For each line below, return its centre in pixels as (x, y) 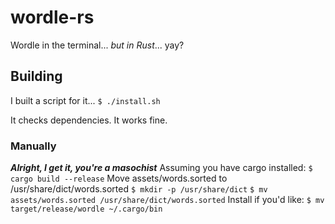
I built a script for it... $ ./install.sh (85, 100)
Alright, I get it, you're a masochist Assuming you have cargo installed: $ (161, 168)
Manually (33, 146)
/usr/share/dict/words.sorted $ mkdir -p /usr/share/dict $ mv (139, 189)
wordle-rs (52, 17)
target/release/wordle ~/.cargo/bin (86, 209)
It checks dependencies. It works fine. (89, 120)
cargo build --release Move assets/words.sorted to (119, 178)
